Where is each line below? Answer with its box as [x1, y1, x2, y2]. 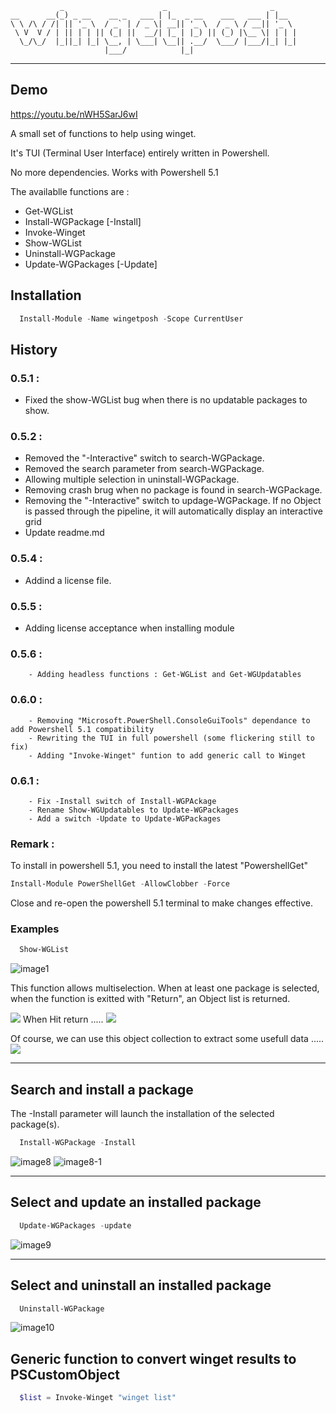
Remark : [10, 837, 55, 851]
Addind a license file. [24, 574, 112, 586]
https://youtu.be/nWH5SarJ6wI [10, 108, 138, 120]
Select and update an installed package [10, 1194, 262, 1211]
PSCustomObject [10, 1366, 120, 1383]
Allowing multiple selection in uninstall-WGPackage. [24, 473, 240, 486]
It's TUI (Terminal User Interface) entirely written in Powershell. [10, 147, 270, 159]
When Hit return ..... [22, 1013, 104, 1026]
